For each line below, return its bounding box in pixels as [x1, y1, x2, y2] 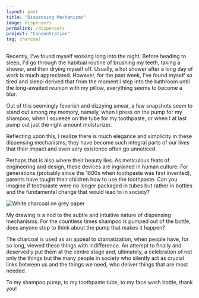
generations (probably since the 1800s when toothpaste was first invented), [6, 170, 192, 176]
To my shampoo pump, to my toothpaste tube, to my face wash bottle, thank [6, 279, 193, 286]
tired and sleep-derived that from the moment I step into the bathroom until [6, 78, 190, 85]
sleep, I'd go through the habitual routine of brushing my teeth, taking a [6, 59, 181, 66]
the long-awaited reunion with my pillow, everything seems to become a [6, 84, 182, 91]
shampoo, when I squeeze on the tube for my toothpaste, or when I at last [6, 115, 187, 122]
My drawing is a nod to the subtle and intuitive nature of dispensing [6, 212, 171, 218]
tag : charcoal [6, 36, 42, 42]
